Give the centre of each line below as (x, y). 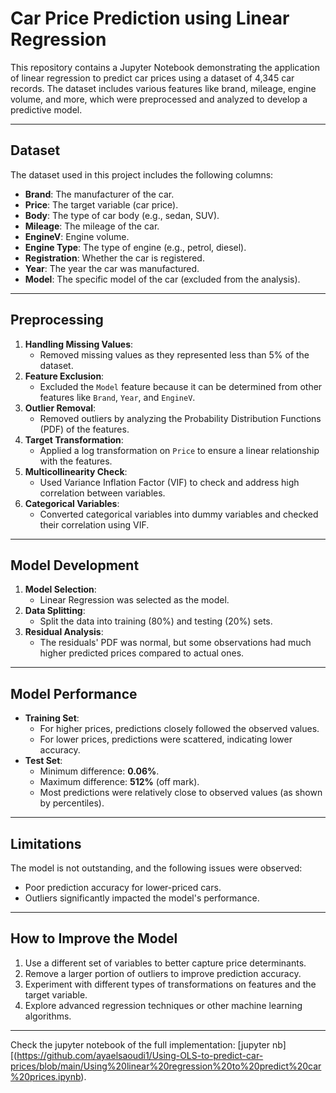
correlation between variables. (102, 493)
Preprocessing (57, 320)
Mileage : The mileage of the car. (92, 226)
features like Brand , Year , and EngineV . (117, 397)
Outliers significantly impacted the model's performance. (142, 898)
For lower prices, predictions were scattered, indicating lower (166, 739)
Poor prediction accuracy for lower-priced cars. (123, 887)
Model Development (75, 565)
